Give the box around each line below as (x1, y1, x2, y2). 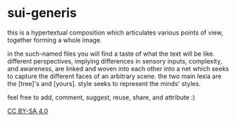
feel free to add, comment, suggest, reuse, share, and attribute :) (7, 93, 196, 102)
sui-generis (7, 5, 77, 21)
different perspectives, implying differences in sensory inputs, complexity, (7, 56, 223, 65)
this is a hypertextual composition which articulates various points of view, (7, 28, 223, 37)
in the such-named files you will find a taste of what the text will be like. (7, 49, 215, 58)
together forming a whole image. (7, 35, 102, 44)
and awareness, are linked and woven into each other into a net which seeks (7, 64, 229, 73)
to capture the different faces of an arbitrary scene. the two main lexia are (7, 72, 222, 80)
